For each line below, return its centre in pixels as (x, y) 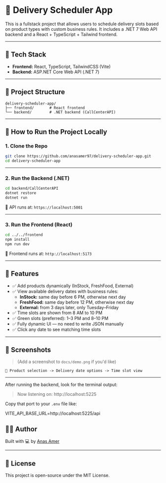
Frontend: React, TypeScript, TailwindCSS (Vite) (62, 66)
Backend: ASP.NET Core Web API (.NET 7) (56, 72)
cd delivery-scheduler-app (33, 161)
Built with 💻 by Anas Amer (32, 441)
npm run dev (17, 244)
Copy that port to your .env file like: (41, 404)
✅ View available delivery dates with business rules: (65, 291)
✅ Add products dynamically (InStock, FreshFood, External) (73, 286)
